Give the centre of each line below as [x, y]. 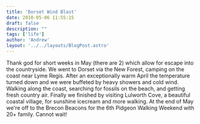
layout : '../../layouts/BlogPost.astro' [58, 46]
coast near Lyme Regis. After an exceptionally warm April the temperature [98, 76]
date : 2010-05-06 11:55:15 [40, 18]
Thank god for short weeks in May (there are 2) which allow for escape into [100, 63]
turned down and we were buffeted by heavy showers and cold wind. [93, 82]
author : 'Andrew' [28, 40]
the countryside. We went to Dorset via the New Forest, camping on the [95, 69]
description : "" [27, 29]
